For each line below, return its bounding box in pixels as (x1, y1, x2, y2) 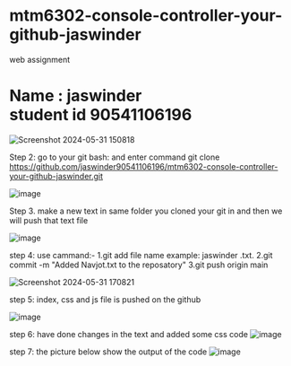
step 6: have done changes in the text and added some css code (9, 328, 249, 339)
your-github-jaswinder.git (9, 170, 104, 181)
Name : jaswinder (9, 86, 142, 106)
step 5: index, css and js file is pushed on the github (9, 293, 201, 305)
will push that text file (9, 214, 89, 225)
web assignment (9, 54, 71, 65)
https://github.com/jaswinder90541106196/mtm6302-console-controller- (9, 161, 278, 171)
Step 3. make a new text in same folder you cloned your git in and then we (9, 205, 283, 216)
